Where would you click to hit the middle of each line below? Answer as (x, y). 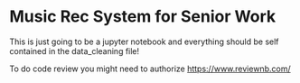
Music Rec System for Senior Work (143, 17)
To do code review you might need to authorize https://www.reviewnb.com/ (150, 69)
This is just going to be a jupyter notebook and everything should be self (144, 41)
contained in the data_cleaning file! (75, 51)
